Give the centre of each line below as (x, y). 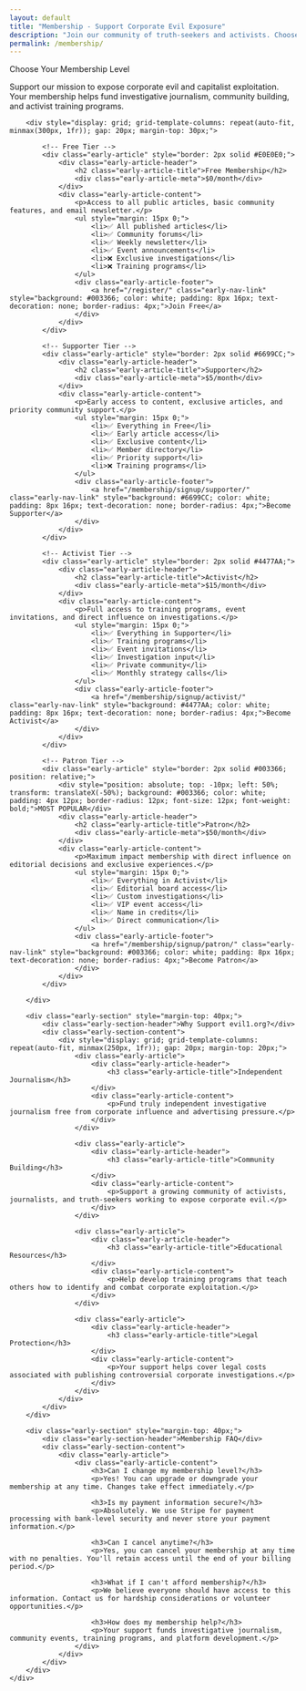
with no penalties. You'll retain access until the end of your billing (150, 1559)
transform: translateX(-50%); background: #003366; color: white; (138, 793)
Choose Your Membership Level (70, 69)
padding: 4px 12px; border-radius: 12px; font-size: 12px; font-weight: (150, 801)
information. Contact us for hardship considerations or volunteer (140, 1599)
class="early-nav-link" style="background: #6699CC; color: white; (140, 498)
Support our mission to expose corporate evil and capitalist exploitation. (144, 87)
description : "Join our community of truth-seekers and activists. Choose (154, 35)
